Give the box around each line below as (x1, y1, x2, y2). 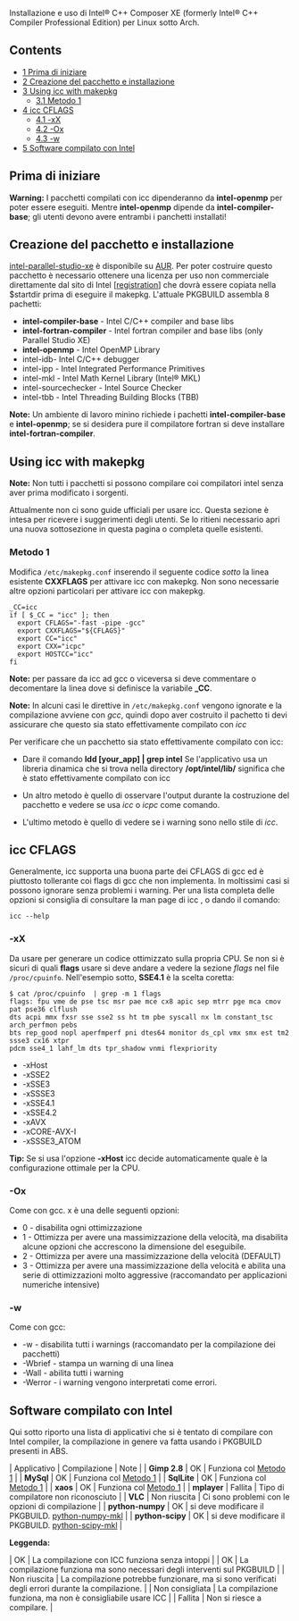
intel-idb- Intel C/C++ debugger (21, 354, 140, 365)
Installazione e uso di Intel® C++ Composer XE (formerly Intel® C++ (9, 8, 259, 18)
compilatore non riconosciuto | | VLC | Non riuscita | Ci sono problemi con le (9, 1491, 290, 1502)
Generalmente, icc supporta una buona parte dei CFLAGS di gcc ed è (9, 866, 264, 877)
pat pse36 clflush (9, 1004, 78, 1013)
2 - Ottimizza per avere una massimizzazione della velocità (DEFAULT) (21, 1250, 281, 1261)
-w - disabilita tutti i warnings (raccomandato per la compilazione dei (21, 1340, 276, 1350)
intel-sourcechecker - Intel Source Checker (21, 382, 182, 393)
